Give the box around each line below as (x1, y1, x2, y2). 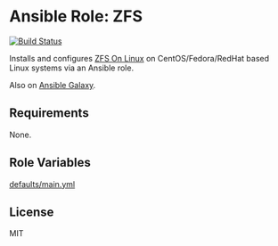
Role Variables (9, 155, 91, 170)
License (9, 204, 54, 219)
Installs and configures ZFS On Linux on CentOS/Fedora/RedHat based (9, 53, 270, 63)
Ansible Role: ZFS (9, 6, 143, 27)
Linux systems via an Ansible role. (9, 62, 135, 73)
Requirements (9, 105, 89, 121)
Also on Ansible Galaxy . (9, 79, 96, 90)
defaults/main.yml (9, 178, 76, 189)
